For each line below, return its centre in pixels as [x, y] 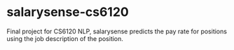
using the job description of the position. [65, 38]
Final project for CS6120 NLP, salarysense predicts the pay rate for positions [117, 31]
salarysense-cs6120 [68, 12]
